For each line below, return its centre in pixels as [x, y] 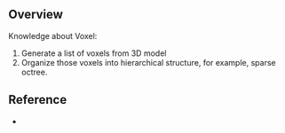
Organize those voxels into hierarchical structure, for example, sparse [148, 62]
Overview [36, 15]
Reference [38, 100]
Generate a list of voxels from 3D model [94, 53]
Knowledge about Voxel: [53, 35]
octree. [34, 72]
